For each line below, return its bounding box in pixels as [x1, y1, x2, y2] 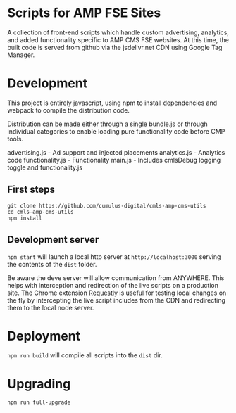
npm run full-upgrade [7, 399, 71, 406]
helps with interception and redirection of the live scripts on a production [7, 281, 218, 289]
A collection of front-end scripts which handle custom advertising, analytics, [7, 28, 229, 37]
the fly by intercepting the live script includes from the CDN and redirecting [7, 296, 225, 304]
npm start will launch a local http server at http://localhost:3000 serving [7, 252, 221, 261]
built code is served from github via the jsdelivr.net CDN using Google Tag [7, 43, 223, 51]
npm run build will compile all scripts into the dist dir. [7, 351, 163, 360]
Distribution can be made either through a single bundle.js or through [7, 120, 208, 128]
